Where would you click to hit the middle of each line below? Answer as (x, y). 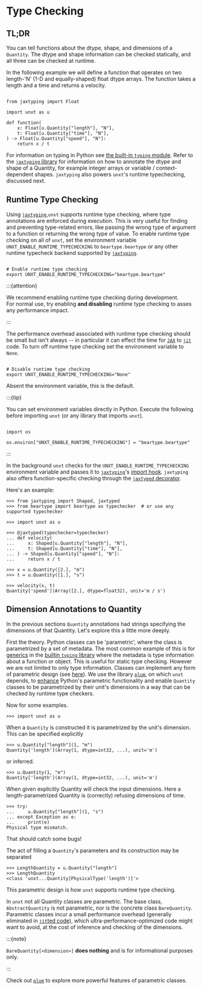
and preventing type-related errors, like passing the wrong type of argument (101, 227)
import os (19, 432)
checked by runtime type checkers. (50, 693)
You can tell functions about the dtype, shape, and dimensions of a (90, 48)
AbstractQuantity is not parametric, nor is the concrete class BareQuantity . (99, 908)
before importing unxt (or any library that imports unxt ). (75, 416)
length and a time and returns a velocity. (56, 85)
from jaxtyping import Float (43, 101)
